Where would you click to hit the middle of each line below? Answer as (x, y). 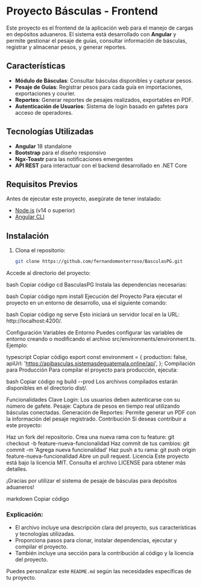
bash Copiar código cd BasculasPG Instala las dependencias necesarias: (97, 285)
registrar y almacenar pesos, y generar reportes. (67, 47)
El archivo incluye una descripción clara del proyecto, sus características (106, 528)
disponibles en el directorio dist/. (47, 388)
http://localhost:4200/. (34, 321)
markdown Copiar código (38, 499)
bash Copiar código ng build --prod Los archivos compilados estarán (92, 382)
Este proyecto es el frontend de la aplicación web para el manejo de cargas (100, 28)
